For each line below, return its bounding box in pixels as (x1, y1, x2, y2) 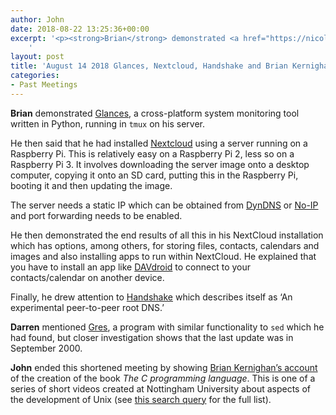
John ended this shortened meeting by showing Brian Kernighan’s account (10, 361, 318, 373)
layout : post (10, 52, 65, 62)
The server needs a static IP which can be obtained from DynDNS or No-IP (10, 199, 319, 211)
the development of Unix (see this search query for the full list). (10, 393, 272, 405)
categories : (10, 71, 60, 81)
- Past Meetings (10, 80, 78, 90)
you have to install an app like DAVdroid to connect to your (10, 261, 252, 273)
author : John (10, 14, 65, 25)
